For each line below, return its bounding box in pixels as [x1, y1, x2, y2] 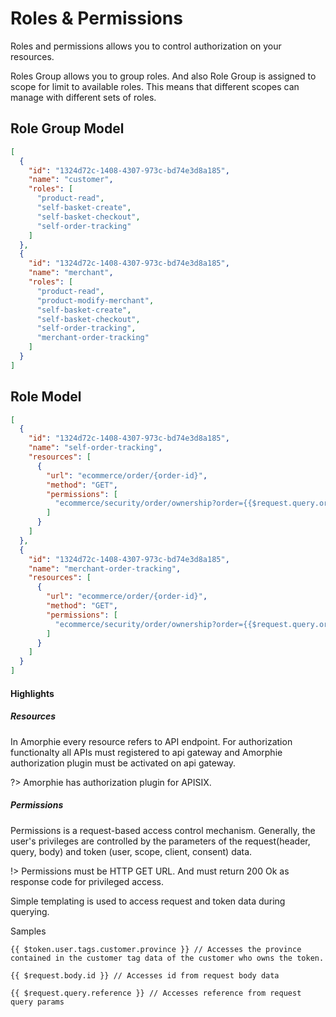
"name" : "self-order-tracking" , [28, 443, 163, 453]
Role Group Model [10, 120, 125, 137]
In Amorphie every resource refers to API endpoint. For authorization [10, 735, 293, 747]
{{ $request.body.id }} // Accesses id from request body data [10, 970, 280, 981]
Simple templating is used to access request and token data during [10, 895, 286, 907]
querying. [10, 905, 50, 917]
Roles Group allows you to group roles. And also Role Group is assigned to [10, 70, 317, 82]
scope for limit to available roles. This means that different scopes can [10, 80, 300, 92]
